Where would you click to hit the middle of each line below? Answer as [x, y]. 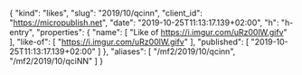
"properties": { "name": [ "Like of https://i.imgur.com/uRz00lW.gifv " [161, 32]
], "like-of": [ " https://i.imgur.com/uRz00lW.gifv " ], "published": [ [129, 42]
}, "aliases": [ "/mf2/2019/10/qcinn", [169, 52]
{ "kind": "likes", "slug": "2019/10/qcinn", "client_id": [106, 13]
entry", [22, 32]
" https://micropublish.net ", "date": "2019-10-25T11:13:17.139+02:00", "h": [144, 23]
